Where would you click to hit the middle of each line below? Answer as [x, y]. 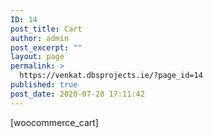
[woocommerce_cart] [54, 122]
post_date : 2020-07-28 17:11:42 [77, 94]
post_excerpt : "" [46, 47]
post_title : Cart [46, 29]
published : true [44, 85]
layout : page [37, 57]
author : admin [40, 38]
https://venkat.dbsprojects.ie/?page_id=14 [111, 76]
